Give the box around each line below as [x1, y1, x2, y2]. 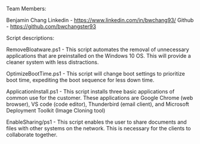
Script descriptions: [6, 35, 55, 41]
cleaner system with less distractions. [6, 59, 99, 65]
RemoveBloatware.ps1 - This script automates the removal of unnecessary [6, 46, 189, 53]
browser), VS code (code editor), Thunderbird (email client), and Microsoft [6, 101, 189, 108]
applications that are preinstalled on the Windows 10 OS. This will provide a [6, 52, 191, 59]
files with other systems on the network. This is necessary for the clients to [6, 125, 191, 132]
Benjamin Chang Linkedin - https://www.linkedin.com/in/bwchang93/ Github [6, 17, 194, 23]
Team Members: [6, 5, 47, 12]
